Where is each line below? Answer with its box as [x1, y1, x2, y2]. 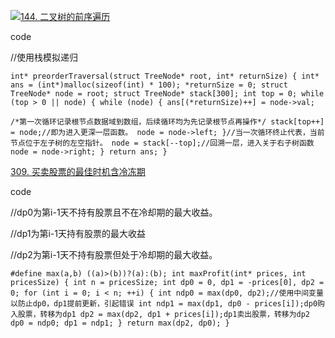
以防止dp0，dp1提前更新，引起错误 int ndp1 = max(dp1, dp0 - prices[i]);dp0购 [10, 299, 325, 309]
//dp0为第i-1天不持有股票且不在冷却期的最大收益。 [10, 206, 218, 218]
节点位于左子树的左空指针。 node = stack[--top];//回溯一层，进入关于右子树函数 [10, 138, 315, 148]
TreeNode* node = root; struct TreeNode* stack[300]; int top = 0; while [10, 89, 325, 99]
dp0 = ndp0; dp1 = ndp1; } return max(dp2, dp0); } [10, 318, 230, 328]
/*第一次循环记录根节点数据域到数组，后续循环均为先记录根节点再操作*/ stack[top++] [10, 117, 325, 127]
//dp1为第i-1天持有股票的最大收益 [10, 228, 146, 239]
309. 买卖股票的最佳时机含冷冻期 [10, 166, 146, 177]
